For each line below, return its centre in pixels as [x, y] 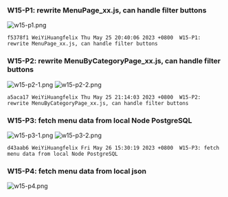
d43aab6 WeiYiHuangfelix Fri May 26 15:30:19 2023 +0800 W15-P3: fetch [113, 148]
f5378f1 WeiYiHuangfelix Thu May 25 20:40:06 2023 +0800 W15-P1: [104, 38]
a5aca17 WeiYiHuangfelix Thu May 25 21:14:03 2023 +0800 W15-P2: [104, 97]
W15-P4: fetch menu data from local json [77, 171]
